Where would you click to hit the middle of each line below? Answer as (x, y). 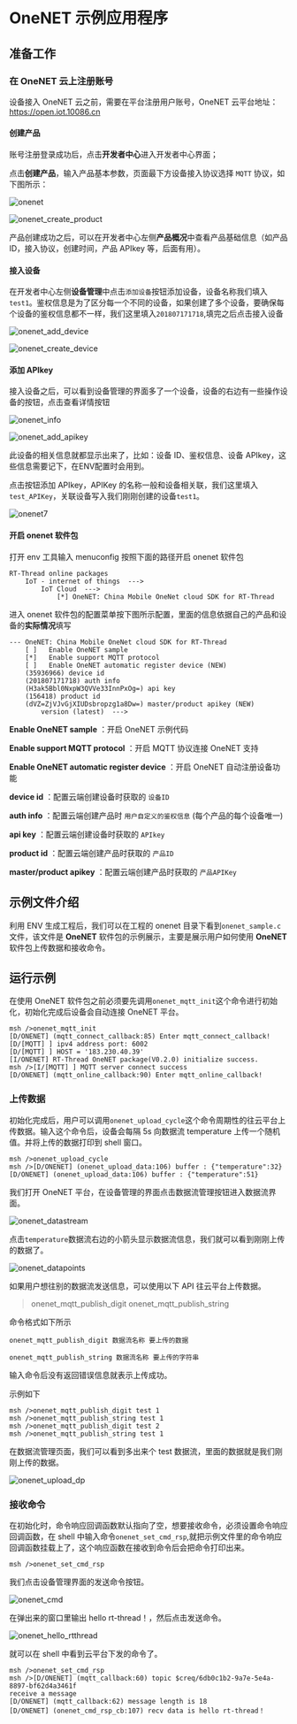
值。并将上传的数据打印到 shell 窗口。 (78, 1142)
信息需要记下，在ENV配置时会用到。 (83, 466)
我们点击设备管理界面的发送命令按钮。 (79, 1582)
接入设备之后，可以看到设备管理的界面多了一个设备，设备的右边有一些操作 (145, 391)
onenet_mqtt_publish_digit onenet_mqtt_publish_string (130, 1303)
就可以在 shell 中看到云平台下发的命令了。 (86, 1653)
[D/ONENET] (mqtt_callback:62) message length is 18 (108, 1701)
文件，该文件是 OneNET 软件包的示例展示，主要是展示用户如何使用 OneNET (148, 936)
